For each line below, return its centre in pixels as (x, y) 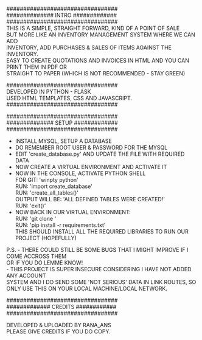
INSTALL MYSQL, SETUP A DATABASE (64, 141)
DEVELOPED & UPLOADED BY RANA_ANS (59, 325)
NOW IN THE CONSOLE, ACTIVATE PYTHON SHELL (80, 173)
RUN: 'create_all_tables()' (47, 193)
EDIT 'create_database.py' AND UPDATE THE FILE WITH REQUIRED (100, 154)
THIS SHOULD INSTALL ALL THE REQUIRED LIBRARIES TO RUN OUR (102, 231)
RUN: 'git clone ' (36, 219)
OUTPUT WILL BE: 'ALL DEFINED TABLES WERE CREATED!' (90, 199)
